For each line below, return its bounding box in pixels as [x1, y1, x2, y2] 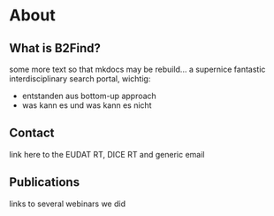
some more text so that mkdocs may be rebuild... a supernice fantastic [9, 64, 266, 74]
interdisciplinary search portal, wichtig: [9, 73, 151, 84]
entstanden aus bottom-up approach [21, 90, 156, 101]
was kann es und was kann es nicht [21, 100, 152, 111]
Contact [9, 126, 55, 141]
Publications [9, 174, 80, 190]
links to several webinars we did [9, 198, 126, 209]
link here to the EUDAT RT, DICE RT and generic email [9, 149, 205, 159]
